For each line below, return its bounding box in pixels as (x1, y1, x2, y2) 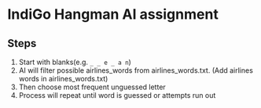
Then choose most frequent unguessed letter (18, 82, 166, 92)
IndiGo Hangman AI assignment (7, 5, 219, 23)
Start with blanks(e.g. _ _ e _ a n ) (18, 57, 131, 67)
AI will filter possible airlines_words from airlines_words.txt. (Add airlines (18, 66, 253, 75)
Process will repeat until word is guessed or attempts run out (18, 91, 216, 99)
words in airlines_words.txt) (18, 74, 108, 83)
